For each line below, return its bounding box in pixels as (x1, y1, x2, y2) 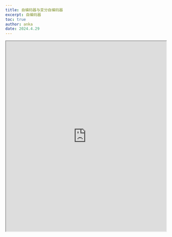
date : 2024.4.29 (5, 26, 40, 31)
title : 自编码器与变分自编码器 (5, 7, 63, 13)
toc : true (5, 17, 26, 22)
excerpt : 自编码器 (5, 12, 42, 17)
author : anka (5, 21, 33, 27)
